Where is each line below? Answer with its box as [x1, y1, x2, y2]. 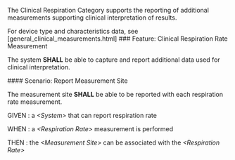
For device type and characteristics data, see [7, 27, 139, 35]
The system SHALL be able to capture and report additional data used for [7, 55, 220, 64]
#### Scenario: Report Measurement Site [7, 76, 128, 85]
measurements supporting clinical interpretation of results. [7, 13, 177, 22]
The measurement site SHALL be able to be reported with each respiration [7, 91, 224, 98]
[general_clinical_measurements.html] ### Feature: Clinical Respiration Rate [7, 34, 228, 43]
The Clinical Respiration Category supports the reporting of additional [7, 6, 210, 14]
